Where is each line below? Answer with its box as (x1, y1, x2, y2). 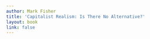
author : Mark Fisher (6, 8, 57, 14)
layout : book (6, 19, 38, 25)
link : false (6, 24, 35, 30)
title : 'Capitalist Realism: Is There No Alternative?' (6, 14, 145, 19)
